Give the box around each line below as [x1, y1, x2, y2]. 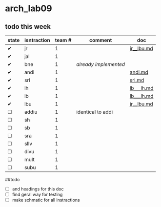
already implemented [76, 61, 125, 67]
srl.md [129, 77, 144, 83]
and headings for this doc [12, 186, 64, 192]
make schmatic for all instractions [12, 197, 80, 203]
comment [89, 37, 112, 43]
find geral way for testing [12, 191, 63, 198]
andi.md [129, 69, 148, 76]
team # [55, 37, 72, 43]
